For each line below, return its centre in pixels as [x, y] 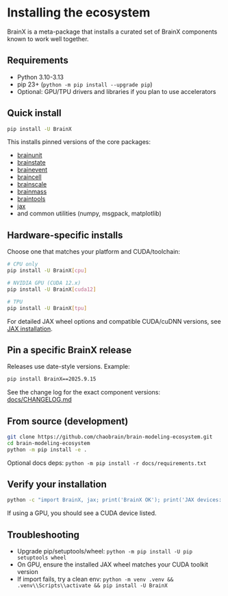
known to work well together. [48, 38]
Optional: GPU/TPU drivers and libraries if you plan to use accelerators [116, 91]
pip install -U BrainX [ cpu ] [47, 271]
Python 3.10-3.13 [40, 77]
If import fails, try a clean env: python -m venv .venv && [95, 579]
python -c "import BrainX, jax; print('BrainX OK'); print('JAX [101, 500]
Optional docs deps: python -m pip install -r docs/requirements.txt [107, 463]
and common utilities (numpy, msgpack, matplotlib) [89, 213]
